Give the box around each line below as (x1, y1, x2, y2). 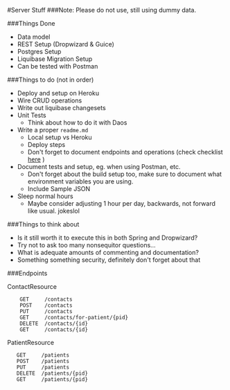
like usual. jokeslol (27, 207, 80, 215)
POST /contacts (19, 302, 73, 309)
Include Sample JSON (27, 185, 91, 193)
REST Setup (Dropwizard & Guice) (17, 40, 114, 48)
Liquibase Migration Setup (17, 55, 93, 63)
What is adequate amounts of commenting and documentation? (17, 249, 200, 256)
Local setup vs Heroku (27, 133, 92, 141)
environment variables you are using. (27, 177, 134, 186)
